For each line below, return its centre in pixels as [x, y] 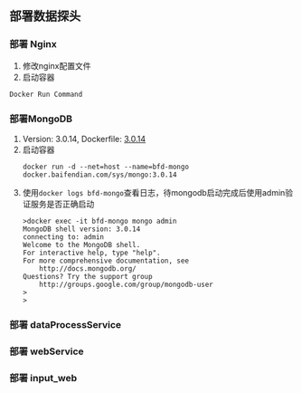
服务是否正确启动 [62, 204]
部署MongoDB [41, 119]
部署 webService [47, 351]
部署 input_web [43, 378]
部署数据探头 [45, 16]
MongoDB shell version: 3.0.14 [81, 229]
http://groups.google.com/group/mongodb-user [127, 284]
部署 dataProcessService [66, 324]
